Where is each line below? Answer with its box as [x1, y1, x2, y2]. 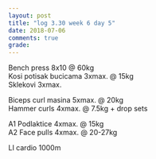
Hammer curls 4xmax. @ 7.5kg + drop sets [8, 104, 148, 114]
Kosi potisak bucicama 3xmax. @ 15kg [8, 72, 134, 81]
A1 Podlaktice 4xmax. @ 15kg [8, 119, 104, 129]
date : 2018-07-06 [8, 26, 66, 34]
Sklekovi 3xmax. [8, 80, 62, 90]
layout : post [8, 11, 52, 20]
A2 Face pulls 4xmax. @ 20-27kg [8, 128, 118, 138]
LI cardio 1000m [8, 143, 61, 153]
